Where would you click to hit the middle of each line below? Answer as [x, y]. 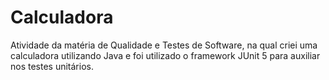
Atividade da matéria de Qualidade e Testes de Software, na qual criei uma [164, 45]
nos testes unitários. [52, 66]
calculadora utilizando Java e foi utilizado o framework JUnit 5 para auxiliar [165, 55]
